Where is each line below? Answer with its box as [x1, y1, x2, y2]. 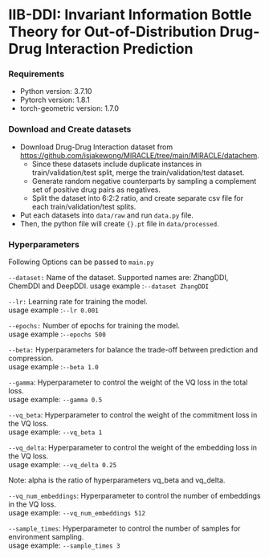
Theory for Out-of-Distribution [8, 22, 217, 41]
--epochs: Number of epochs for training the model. [8, 321, 181, 331]
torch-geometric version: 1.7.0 [19, 104, 119, 113]
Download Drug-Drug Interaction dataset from [19, 142, 173, 152]
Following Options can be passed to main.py [8, 257, 154, 267]
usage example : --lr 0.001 [8, 305, 99, 315]
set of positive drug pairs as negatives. [31, 185, 161, 194]
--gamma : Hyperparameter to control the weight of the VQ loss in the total [8, 377, 248, 387]
